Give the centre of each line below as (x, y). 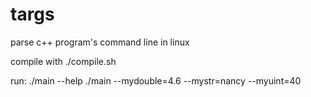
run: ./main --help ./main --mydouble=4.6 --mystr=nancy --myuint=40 (156, 80)
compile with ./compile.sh (63, 61)
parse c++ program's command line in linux (100, 42)
